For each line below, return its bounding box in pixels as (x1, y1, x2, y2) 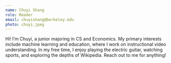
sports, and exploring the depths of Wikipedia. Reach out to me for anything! (5, 52, 166, 58)
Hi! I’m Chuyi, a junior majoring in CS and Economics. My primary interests (5, 36, 162, 42)
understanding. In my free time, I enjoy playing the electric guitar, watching (5, 47, 163, 53)
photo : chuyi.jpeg (5, 22, 44, 27)
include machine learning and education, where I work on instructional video (5, 41, 166, 48)
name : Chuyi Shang (5, 7, 44, 13)
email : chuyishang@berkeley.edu (5, 17, 74, 22)
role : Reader (5, 12, 33, 17)
